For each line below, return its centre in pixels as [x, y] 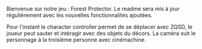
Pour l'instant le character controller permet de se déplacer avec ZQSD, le [99, 27]
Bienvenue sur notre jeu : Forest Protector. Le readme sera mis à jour [93, 9]
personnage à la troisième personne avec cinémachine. [76, 40]
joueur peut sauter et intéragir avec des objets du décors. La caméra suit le [101, 33]
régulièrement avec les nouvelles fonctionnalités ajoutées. [80, 15]
